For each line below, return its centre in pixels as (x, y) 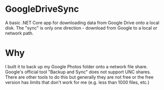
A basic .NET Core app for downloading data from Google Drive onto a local (82, 23)
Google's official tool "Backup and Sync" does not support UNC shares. (78, 72)
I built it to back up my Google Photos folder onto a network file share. (77, 66)
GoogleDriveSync (42, 9)
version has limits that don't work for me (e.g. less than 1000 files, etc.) (77, 82)
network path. (19, 33)
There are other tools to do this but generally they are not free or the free (80, 77)
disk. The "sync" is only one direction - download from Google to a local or (81, 28)
